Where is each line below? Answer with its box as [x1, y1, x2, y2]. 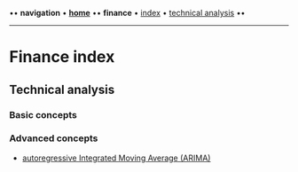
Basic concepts [9, 108, 77, 121]
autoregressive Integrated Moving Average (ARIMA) [21, 152, 211, 163]
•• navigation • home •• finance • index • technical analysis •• [9, 8, 246, 18]
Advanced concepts [9, 132, 98, 145]
